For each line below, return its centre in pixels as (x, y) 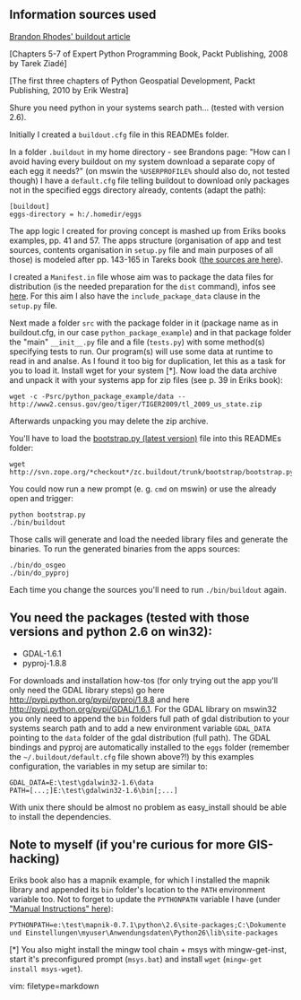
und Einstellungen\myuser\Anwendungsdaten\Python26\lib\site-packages (144, 933)
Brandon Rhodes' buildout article (70, 36)
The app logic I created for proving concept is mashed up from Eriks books (148, 230)
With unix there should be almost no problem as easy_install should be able (148, 807)
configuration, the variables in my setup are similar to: (108, 766)
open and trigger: (41, 498)
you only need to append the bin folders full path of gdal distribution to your (150, 718)
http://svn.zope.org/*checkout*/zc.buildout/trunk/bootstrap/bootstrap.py (152, 472)
